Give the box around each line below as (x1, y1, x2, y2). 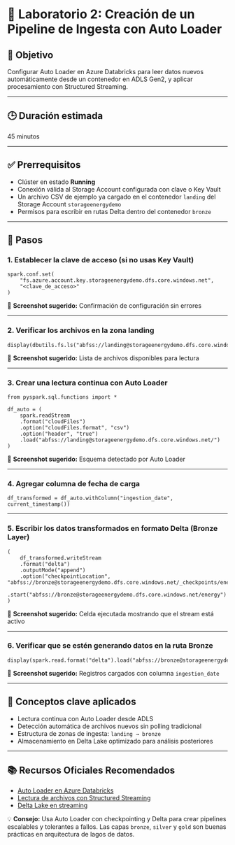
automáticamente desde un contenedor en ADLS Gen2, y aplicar (7, 75, 194, 83)
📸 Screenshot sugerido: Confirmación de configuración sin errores (7, 301, 201, 310)
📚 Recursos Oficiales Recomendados (7, 765, 176, 776)
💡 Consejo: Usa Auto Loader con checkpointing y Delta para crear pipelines (7, 815, 227, 823)
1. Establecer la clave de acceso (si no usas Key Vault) (7, 255, 194, 264)
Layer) (7, 532, 30, 542)
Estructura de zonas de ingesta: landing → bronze (17, 729, 162, 737)
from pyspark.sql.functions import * (7, 393, 117, 401)
